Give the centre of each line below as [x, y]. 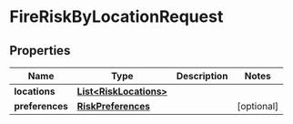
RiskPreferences [114, 106]
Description [202, 76]
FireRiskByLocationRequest [116, 17]
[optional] [258, 106]
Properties [40, 51]
